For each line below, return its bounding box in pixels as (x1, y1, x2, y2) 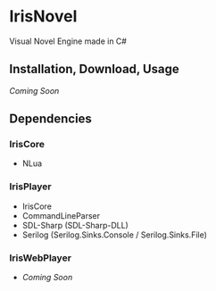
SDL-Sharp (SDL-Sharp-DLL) (21, 220, 129, 230)
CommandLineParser (21, 210, 101, 220)
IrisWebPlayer (9, 252, 71, 264)
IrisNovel (9, 6, 78, 27)
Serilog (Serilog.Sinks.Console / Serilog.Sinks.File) (21, 229, 208, 240)
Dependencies (9, 112, 92, 127)
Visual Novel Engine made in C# (9, 36, 128, 46)
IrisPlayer (9, 180, 52, 193)
